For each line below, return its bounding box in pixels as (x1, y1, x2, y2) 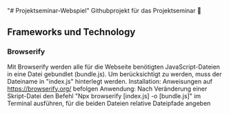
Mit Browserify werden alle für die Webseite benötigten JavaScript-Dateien (7, 62, 221, 71)
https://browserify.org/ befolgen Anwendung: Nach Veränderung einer (7, 84, 208, 93)
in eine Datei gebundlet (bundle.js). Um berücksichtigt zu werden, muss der (7, 69, 222, 78)
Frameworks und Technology (7, 26, 136, 38)
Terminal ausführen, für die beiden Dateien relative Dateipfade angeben (7, 99, 211, 107)
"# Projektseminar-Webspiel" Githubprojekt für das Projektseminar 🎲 (7, 7, 201, 14)
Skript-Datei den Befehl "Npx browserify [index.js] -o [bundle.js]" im (7, 91, 201, 100)
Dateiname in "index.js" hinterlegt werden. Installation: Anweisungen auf (7, 77, 212, 85)
